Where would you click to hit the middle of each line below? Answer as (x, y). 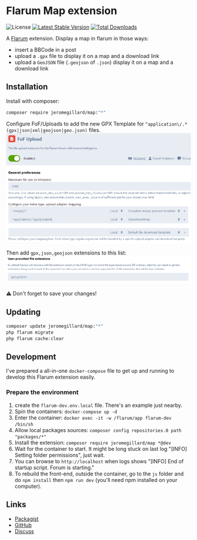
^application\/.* (166, 124)
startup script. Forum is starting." (55, 467)
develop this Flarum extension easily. (51, 377)
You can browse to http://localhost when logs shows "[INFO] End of (99, 461)
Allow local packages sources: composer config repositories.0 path (98, 430)
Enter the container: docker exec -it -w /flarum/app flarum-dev (93, 417)
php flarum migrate (30, 332)
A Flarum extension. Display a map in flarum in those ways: (77, 38)
